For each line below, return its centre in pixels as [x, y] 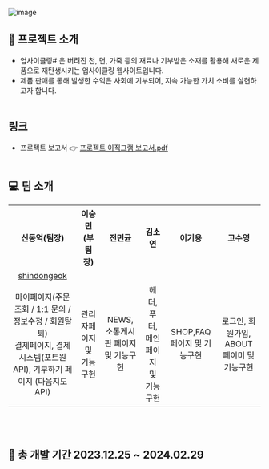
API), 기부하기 [38, 370]
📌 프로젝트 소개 [43, 40]
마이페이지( [35, 297]
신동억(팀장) [43, 238]
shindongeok [43, 276]
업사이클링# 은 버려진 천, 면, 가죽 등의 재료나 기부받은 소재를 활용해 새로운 [135, 60]
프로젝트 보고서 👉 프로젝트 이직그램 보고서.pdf [94, 148]
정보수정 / [30, 321]
